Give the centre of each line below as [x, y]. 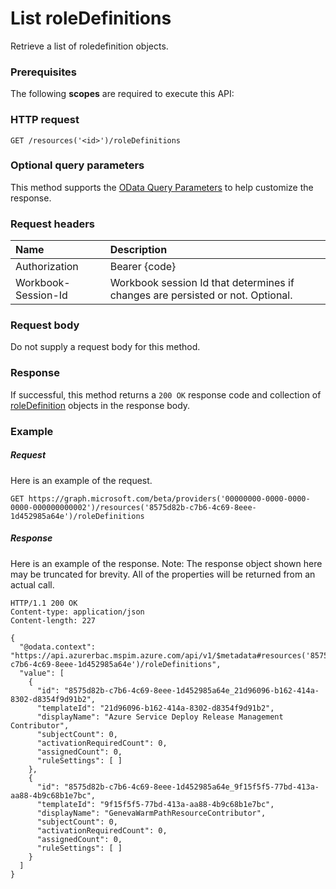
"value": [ [42, 673]
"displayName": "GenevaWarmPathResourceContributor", [151, 813]
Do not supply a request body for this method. [105, 347]
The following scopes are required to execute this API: [122, 94]
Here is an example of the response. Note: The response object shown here [166, 563]
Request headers [53, 224]
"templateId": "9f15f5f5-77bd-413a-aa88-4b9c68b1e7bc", [155, 804]
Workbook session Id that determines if [202, 283]
